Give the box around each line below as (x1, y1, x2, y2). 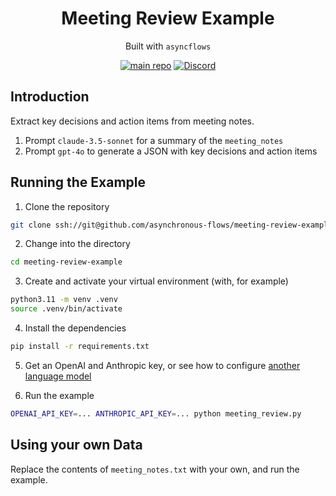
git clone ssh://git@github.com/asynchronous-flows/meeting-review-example (10, 220, 333, 230)
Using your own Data (10, 437, 143, 454)
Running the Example (10, 174, 147, 191)
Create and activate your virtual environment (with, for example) (24, 275, 289, 287)
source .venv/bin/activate (10, 304, 123, 314)
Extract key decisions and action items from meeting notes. (10, 115, 255, 127)
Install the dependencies (24, 322, 127, 334)
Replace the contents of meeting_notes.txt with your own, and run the (10, 463, 300, 475)
